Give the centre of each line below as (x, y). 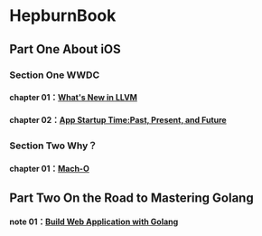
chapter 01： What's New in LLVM (74, 98)
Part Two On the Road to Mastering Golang (132, 198)
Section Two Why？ (53, 146)
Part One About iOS (65, 49)
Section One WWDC (55, 75)
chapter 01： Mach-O (50, 169)
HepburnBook (63, 16)
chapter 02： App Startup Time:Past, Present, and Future (118, 119)
